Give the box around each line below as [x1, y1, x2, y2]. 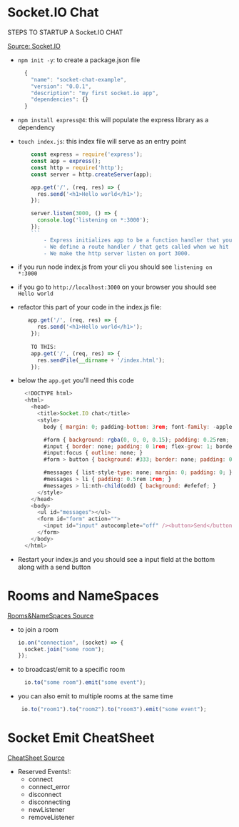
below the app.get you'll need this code [17, 376, 134, 385]
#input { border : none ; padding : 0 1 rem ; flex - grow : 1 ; [44, 442, 213, 450]
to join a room [17, 625, 59, 633]
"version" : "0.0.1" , [31, 83, 92, 90]
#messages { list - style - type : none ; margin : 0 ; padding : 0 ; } [44, 469, 233, 476]
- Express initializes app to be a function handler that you [44, 237, 233, 244]
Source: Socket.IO [7, 41, 61, 50]
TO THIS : [31, 343, 57, 350]
